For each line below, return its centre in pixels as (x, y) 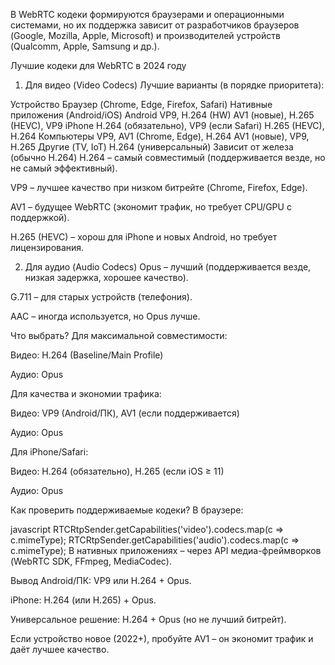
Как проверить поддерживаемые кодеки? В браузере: (127, 510)
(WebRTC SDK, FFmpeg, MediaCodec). (91, 561)
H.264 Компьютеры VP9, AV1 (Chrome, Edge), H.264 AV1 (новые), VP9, (160, 136)
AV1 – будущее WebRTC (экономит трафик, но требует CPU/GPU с (151, 207)
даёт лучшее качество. (60, 649)
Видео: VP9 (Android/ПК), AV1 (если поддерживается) (125, 413)
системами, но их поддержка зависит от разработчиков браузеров (155, 25)
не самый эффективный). (64, 168)
